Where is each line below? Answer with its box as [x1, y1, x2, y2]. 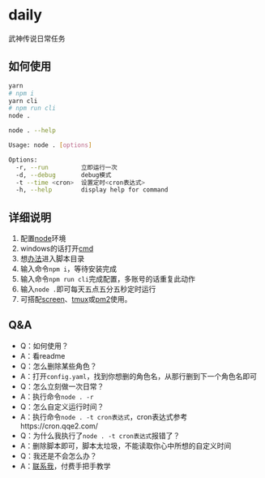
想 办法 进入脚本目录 [19, 254, 85, 264]
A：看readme [19, 351, 66, 360]
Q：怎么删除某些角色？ [19, 361, 97, 371]
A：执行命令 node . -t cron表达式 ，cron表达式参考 [19, 411, 188, 421]
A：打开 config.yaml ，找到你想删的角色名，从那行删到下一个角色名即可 [19, 371, 258, 381]
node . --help [8, 127, 57, 135]
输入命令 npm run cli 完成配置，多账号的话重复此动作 [19, 274, 196, 284]
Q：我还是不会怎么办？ [19, 450, 97, 460]
